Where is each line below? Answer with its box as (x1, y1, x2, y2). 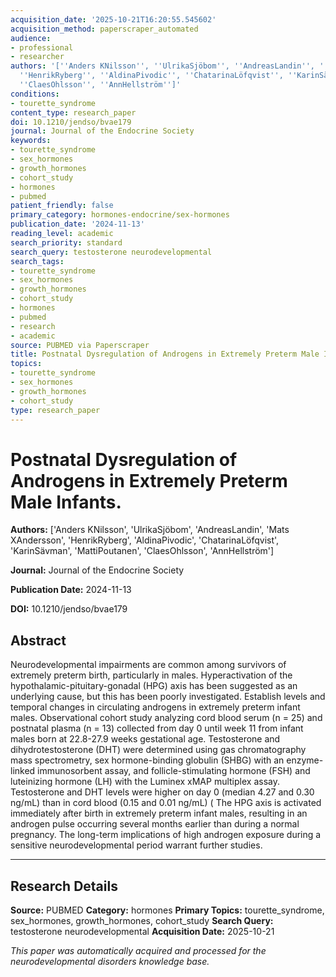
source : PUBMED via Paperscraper (10, 340, 150, 350)
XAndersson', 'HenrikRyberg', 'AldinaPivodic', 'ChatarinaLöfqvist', (10, 534, 280, 546)
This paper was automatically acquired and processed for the (10, 944, 267, 956)
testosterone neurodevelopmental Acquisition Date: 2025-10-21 (10, 925, 275, 937)
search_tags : (10, 256, 65, 266)
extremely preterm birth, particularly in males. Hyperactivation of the (10, 669, 293, 681)
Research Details (10, 877, 118, 895)
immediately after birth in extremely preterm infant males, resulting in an (10, 807, 308, 820)
